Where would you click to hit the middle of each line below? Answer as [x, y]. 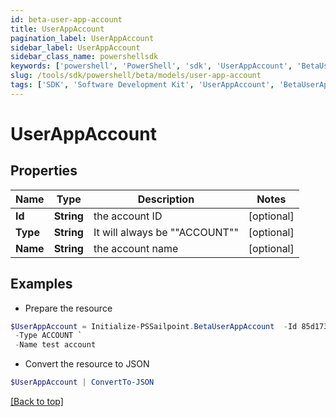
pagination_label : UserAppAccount [82, 38]
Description [166, 199]
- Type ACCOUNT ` [48, 336]
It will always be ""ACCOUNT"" [166, 232]
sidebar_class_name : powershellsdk [84, 57]
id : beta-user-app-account [66, 19]
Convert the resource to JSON [87, 364]
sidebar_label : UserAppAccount [75, 47]
